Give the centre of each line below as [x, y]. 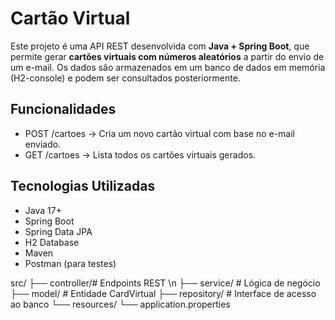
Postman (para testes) [70, 263]
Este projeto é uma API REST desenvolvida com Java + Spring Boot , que [160, 46]
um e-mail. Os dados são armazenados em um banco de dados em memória [168, 67]
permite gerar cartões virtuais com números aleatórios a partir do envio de [167, 56]
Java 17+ [43, 210]
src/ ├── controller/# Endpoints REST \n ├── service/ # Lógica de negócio [165, 283]
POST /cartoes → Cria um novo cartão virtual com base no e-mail [159, 133]
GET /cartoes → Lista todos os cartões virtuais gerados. [140, 154]
